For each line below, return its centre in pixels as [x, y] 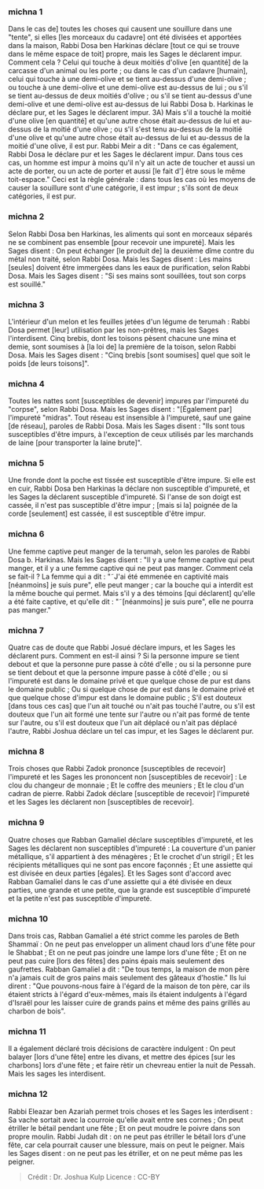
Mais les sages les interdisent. [57, 1074]
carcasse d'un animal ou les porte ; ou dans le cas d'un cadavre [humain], [128, 71]
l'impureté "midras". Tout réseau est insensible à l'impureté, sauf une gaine [130, 418]
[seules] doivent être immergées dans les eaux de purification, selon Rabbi [129, 267]
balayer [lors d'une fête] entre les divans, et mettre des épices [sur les [122, 1057]
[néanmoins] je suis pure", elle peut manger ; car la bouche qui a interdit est [131, 584]
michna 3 [26, 304]
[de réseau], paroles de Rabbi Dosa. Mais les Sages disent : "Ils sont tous [126, 426]
